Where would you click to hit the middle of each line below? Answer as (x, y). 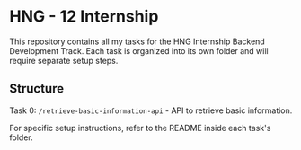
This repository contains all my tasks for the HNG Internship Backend (137, 41)
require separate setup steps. (64, 60)
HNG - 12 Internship (84, 17)
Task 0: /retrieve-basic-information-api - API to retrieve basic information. (151, 110)
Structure (37, 88)
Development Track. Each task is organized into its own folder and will (139, 50)
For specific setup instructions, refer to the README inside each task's (140, 128)
